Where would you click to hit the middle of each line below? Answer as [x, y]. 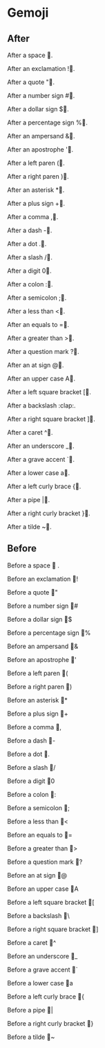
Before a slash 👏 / [31, 767]
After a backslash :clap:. [41, 405]
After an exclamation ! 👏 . [41, 68]
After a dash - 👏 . [30, 230]
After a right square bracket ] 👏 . [51, 419]
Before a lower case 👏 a [40, 983]
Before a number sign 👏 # [42, 606]
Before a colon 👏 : [32, 794]
